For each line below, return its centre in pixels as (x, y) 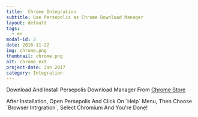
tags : (13, 28)
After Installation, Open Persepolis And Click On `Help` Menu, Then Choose (99, 101)
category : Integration (34, 73)
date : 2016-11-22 (28, 45)
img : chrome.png (26, 51)
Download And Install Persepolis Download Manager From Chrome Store (96, 90)
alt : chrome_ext (26, 61)
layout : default (26, 23)
